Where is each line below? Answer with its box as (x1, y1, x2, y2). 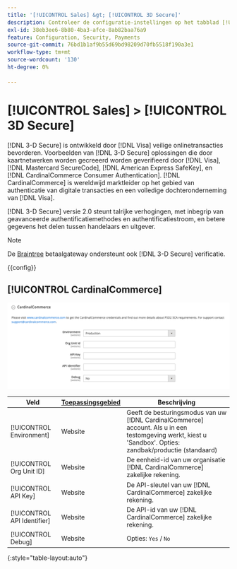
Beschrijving (157, 398, 196, 406)
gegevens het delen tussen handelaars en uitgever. (7, 222, 157, 230)
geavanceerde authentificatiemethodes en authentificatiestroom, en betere (7, 214, 226, 223)
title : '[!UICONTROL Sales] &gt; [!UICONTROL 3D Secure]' (7, 11, 181, 18)
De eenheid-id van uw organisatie (126, 456, 226, 464)
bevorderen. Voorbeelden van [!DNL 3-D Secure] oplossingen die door (7, 148, 213, 157)
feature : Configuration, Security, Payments (7, 34, 140, 41)
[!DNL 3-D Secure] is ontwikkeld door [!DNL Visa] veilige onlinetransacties (7, 141, 224, 149)
